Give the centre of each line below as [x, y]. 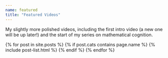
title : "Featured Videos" [33, 15]
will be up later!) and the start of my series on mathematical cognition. [79, 35]
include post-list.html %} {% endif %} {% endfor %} [60, 50]
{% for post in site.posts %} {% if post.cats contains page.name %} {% [80, 44]
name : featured [22, 10]
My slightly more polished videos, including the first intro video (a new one [84, 29]
